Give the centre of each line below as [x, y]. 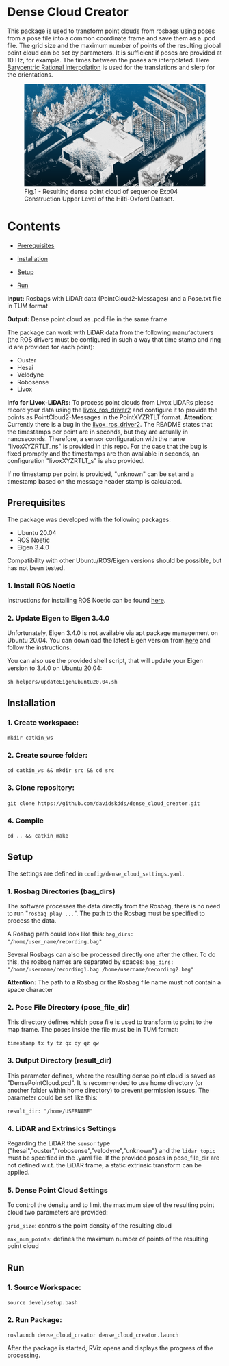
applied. [18, 1172]
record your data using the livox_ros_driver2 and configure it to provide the [112, 410]
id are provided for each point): [51, 347]
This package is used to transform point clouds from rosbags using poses [111, 31]
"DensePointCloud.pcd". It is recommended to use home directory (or [105, 1082]
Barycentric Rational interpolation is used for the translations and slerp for [111, 67]
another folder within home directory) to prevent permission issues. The [108, 1090]
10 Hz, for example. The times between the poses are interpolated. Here [108, 60]
